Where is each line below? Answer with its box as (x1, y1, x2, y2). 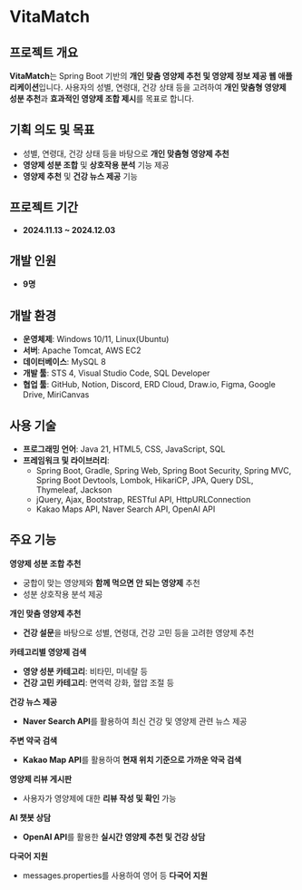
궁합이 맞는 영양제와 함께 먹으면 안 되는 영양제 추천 (22, 577, 201, 588)
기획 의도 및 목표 (9, 122, 95, 138)
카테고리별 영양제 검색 (9, 646, 87, 657)
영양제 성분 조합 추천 (9, 558, 82, 569)
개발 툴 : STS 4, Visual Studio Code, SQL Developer (22, 367, 210, 378)
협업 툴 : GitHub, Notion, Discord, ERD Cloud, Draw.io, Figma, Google (22, 379, 277, 390)
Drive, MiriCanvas (22, 389, 90, 400)
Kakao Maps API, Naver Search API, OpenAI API (35, 504, 216, 514)
